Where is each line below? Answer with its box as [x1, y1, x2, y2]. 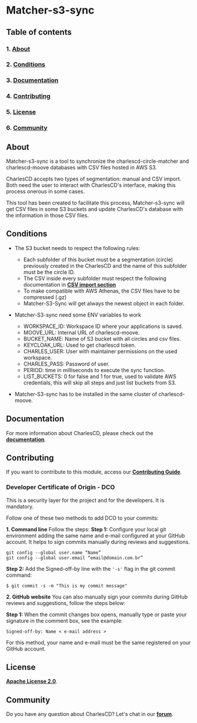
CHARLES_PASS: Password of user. [23, 360, 110, 367]
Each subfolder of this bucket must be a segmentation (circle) [23, 256, 173, 263]
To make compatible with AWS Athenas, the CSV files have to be [23, 287, 181, 294]
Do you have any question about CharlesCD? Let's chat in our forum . [6, 711, 173, 718]
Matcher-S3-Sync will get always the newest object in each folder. [23, 300, 185, 307]
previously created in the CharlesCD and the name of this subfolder [23, 262, 187, 269]
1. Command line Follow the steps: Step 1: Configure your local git [6, 525, 166, 533]
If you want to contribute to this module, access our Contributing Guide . [6, 468, 182, 475]
